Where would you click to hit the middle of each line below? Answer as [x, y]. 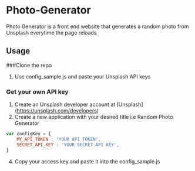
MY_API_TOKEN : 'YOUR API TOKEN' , [59, 139]
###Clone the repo [29, 65]
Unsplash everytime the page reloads [51, 32]
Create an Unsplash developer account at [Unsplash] [79, 105]
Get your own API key [37, 91]
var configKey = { [28, 134]
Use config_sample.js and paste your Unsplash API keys [83, 76]
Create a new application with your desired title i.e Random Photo [94, 117]
